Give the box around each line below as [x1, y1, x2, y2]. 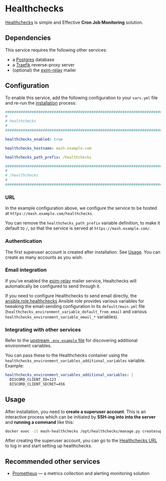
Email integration [5, 266, 47, 273]
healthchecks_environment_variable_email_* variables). [5, 313, 119, 320]
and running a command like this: [5, 419, 74, 425]
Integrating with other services [5, 326, 82, 333]
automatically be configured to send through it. [5, 283, 101, 289]
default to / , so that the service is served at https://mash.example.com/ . [5, 225, 151, 231]
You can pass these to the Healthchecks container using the [5, 353, 128, 359]
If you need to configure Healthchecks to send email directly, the [5, 293, 137, 299]
